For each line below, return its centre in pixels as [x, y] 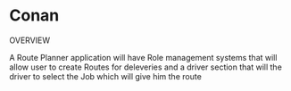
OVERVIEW [30, 40]
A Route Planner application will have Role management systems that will [143, 57]
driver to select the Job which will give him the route [106, 76]
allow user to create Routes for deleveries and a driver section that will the [146, 67]
